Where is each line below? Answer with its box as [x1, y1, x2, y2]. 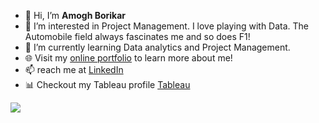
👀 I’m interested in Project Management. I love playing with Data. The [24, 20, 310, 32]
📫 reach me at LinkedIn [24, 64, 124, 75]
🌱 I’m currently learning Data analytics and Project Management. [24, 41, 291, 53]
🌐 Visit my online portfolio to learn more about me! [24, 52, 233, 64]
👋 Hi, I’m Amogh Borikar [24, 10, 127, 21]
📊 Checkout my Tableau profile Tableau [24, 79, 191, 90]
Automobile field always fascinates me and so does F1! [24, 31, 251, 42]
